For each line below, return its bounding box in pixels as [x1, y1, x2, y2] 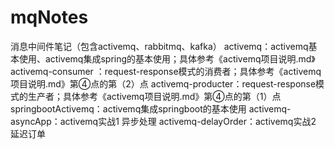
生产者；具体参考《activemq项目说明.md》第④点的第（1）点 [27, 90, 282, 102]
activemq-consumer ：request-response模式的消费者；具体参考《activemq [10, 65, 322, 77]
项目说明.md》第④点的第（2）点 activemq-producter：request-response [10, 77, 317, 90]
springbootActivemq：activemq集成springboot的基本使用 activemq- [10, 102, 292, 115]
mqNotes [10, 6, 89, 29]
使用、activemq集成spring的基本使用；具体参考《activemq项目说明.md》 [18, 52, 316, 65]
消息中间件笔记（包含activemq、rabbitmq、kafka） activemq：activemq [10, 40, 309, 52]
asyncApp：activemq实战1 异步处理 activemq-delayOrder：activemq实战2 [10, 115, 317, 127]
